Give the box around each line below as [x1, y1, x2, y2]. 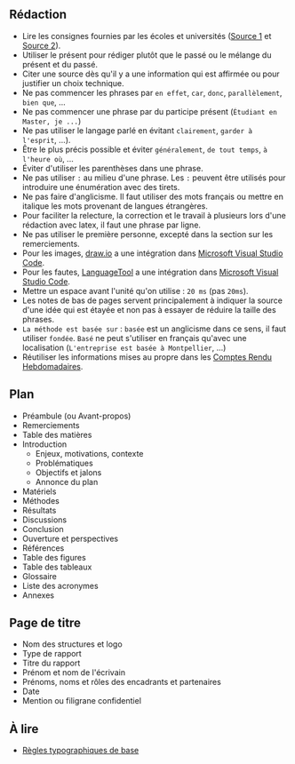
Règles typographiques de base [21, 745, 140, 756]
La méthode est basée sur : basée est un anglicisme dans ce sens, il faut [21, 323, 287, 334]
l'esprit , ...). [21, 134, 71, 145]
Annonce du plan [35, 476, 99, 487]
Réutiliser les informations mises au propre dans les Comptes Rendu [21, 351, 273, 362]
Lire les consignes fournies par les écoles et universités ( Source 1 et [21, 30, 272, 41]
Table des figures [21, 552, 86, 562]
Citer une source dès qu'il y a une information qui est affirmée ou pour [21, 68, 280, 79]
